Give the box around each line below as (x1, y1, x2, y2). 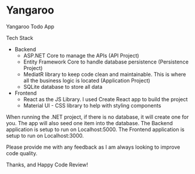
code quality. (6, 149, 38, 156)
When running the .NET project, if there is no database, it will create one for (6, 113, 189, 121)
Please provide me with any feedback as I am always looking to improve (6, 143, 180, 150)
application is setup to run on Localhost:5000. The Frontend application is (6, 126, 185, 133)
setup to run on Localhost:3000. (6, 132, 84, 139)
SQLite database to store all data (23, 83, 103, 90)
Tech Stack (6, 34, 33, 41)
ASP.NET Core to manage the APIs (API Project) (23, 52, 139, 59)
